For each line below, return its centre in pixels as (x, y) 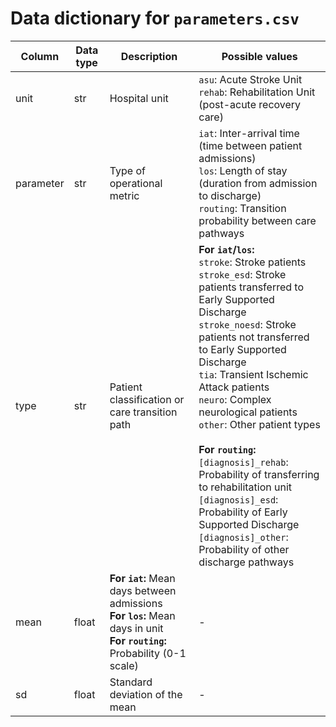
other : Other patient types (259, 424)
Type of (127, 170)
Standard (131, 682)
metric (124, 195)
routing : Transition (242, 208)
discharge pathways (246, 562)
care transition (143, 412)
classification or (147, 399)
